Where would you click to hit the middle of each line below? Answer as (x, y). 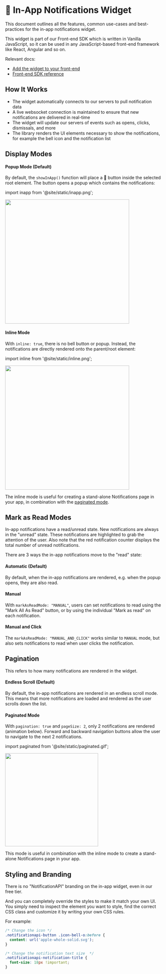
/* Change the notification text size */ (50, 953)
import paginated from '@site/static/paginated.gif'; (57, 747)
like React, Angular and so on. (36, 49)
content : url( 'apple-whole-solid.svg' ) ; (52, 940)
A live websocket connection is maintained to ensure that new (76, 112)
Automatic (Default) (26, 566)
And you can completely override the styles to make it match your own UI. (81, 901)
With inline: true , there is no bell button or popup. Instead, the (70, 343)
